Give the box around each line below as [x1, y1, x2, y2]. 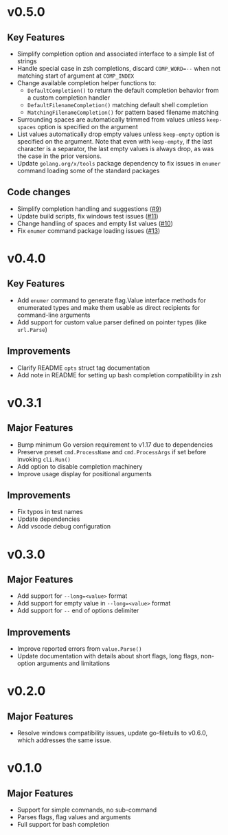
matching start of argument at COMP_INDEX [16, 71, 135, 80]
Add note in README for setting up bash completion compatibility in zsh [16, 370, 222, 379]
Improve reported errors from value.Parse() [16, 645, 142, 653]
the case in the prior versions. [16, 152, 102, 160]
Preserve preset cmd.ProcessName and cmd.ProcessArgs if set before [16, 447, 207, 456]
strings [16, 57, 37, 65]
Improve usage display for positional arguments [16, 469, 152, 478]
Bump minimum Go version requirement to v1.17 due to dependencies [16, 441, 214, 449]
